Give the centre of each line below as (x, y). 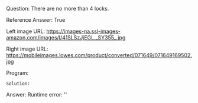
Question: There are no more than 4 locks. (58, 9)
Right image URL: (27, 49)
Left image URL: (26, 31)
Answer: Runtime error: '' (37, 94)
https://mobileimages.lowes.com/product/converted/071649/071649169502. (99, 55)
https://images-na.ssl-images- (84, 31)
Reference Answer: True (36, 20)
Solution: (18, 84)
